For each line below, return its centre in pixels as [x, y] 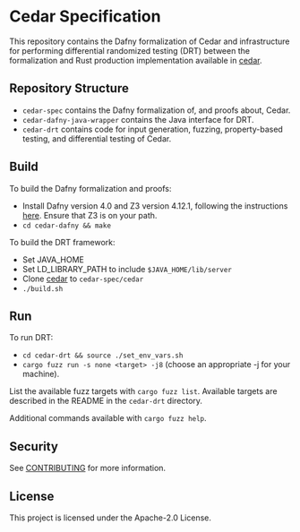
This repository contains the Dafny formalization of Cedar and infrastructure [150, 41]
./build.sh [43, 288]
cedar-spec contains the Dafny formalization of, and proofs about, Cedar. [156, 110]
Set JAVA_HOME [53, 259]
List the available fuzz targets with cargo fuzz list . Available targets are [143, 391]
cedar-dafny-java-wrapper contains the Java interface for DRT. [138, 119]
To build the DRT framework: [62, 242]
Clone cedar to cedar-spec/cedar [83, 279]
